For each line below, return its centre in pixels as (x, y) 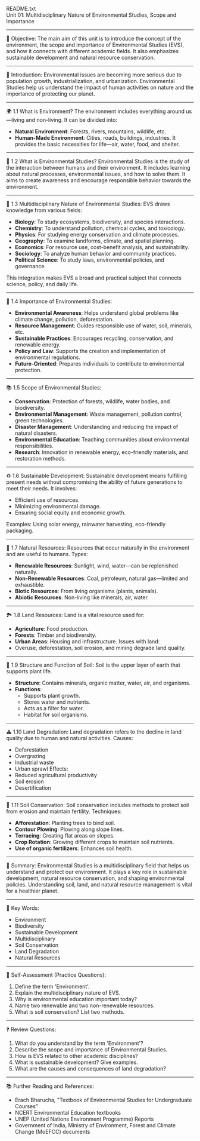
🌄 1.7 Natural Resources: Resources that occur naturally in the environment (98, 548)
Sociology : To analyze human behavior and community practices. (96, 254)
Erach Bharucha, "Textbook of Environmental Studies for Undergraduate (103, 1100)
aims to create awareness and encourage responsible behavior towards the (99, 180)
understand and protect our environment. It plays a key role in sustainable (97, 872)
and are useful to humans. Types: (47, 554)
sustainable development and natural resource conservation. (81, 57)
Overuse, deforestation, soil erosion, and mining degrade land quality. (100, 648)
